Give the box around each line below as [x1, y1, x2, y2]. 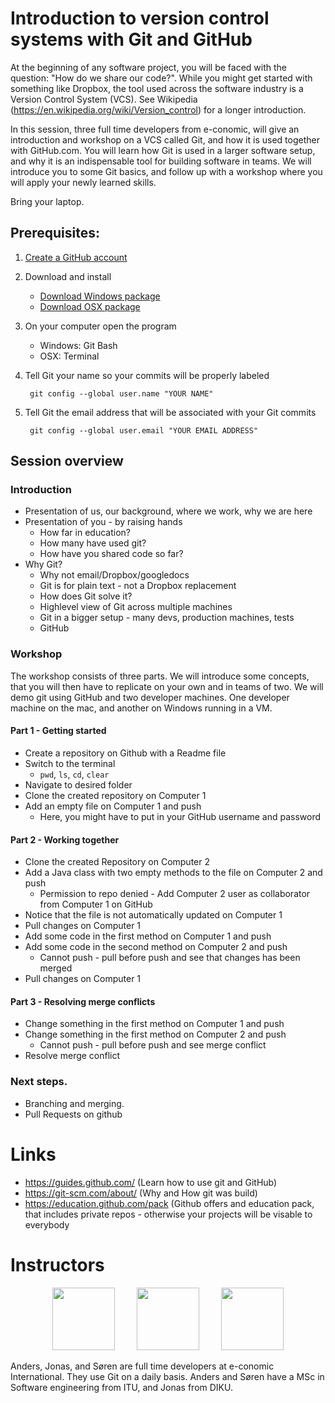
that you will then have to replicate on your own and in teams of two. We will [10, 680, 324, 692]
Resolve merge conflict [24, 1050, 121, 1062]
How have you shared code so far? [39, 548, 184, 560]
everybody [24, 1218, 70, 1231]
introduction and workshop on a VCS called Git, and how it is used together [10, 133, 320, 146]
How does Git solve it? [39, 590, 133, 602]
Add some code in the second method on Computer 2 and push [24, 941, 288, 953]
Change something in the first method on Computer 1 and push [24, 1018, 285, 1030]
